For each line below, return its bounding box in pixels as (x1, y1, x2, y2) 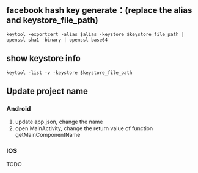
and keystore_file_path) (6, 15, 99, 26)
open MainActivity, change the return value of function (15, 125, 153, 132)
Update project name (6, 86, 89, 97)
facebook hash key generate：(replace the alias (6, 5, 193, 16)
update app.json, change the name (15, 118, 103, 126)
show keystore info (6, 53, 81, 64)
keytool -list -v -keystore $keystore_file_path (6, 69, 133, 76)
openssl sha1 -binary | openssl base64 (6, 37, 108, 43)
